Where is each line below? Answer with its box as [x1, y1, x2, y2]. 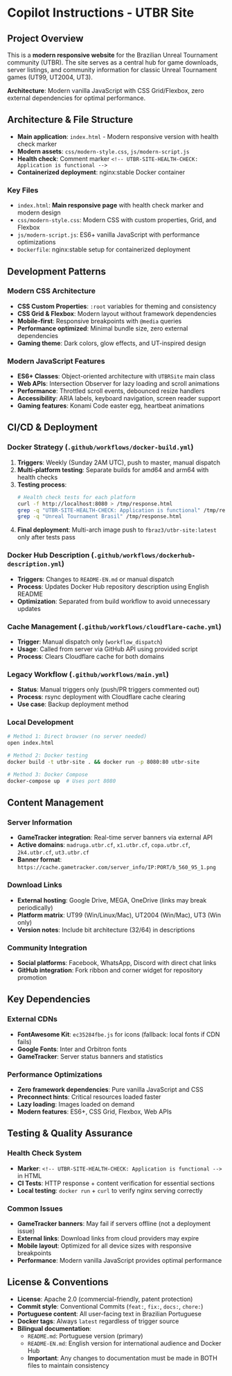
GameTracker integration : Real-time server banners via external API [17, 833, 213, 841]
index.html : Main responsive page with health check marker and [17, 201, 204, 210]
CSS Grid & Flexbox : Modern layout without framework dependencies [17, 309, 217, 317]
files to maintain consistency [27, 1361, 109, 1369]
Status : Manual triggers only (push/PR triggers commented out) [17, 685, 200, 694]
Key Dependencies [7, 993, 91, 1005]
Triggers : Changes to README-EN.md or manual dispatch [17, 575, 175, 583]
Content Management [7, 797, 104, 809]
